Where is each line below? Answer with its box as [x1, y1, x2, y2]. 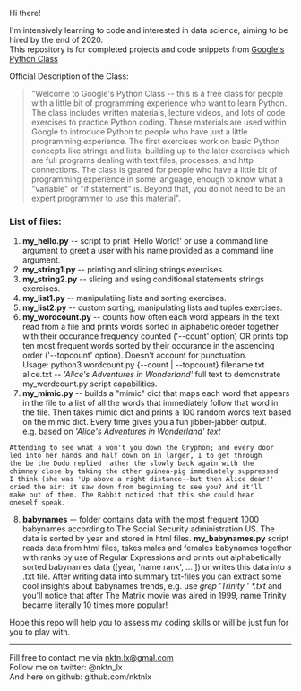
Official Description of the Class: [9, 71, 129, 82]
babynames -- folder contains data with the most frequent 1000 [21, 514, 260, 525]
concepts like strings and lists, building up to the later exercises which [30, 145, 290, 156]
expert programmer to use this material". [30, 193, 181, 203]
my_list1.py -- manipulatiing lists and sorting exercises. [21, 293, 227, 304]
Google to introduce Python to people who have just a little [30, 126, 248, 137]
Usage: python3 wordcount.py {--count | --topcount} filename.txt [21, 359, 265, 370]
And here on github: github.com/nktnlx [9, 671, 152, 682]
